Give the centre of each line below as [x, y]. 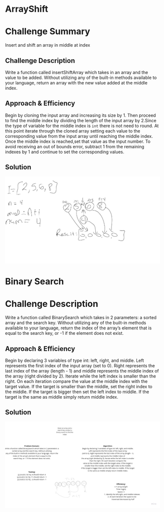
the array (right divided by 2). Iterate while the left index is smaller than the [81, 376]
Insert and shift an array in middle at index [48, 45]
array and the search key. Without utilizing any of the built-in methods [76, 323]
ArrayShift [27, 9]
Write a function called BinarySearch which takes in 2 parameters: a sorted [81, 318]
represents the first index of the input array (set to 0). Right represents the [80, 366]
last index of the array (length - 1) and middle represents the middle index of [82, 371]
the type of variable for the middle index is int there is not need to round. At [82, 126]
